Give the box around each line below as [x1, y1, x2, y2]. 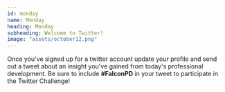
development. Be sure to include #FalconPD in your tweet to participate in [7, 70, 219, 78]
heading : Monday [7, 23, 54, 30]
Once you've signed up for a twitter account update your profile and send [7, 55, 217, 63]
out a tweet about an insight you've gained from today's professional [7, 62, 204, 71]
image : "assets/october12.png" [7, 36, 98, 43]
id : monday [7, 10, 39, 17]
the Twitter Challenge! [7, 77, 71, 85]
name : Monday [7, 17, 45, 24]
